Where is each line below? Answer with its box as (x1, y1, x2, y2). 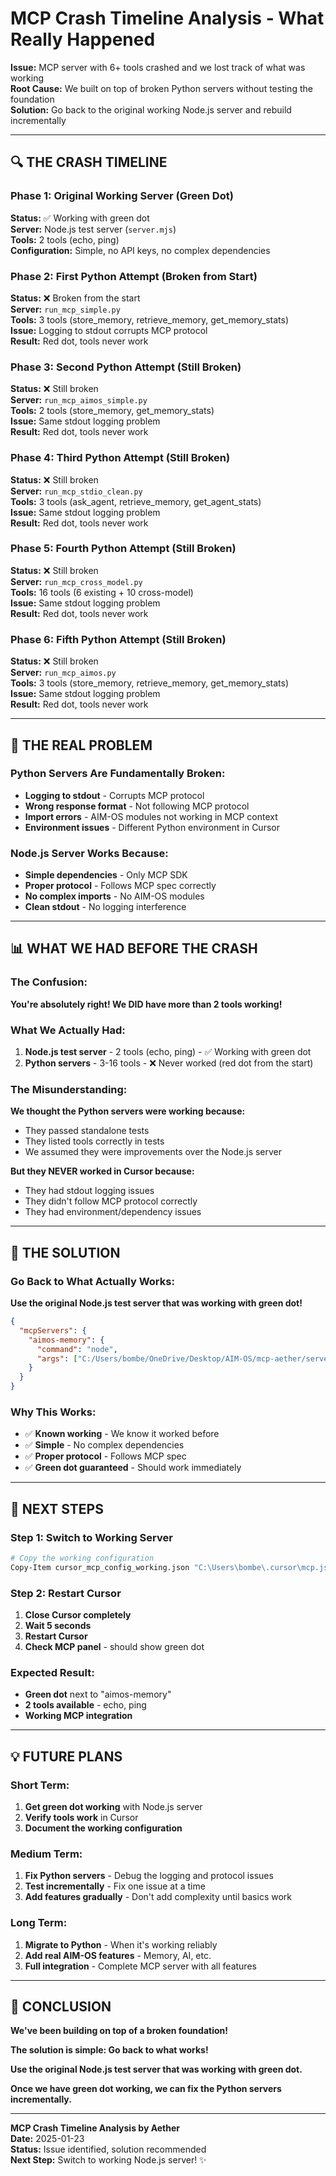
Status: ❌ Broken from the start (10, 292, 141, 304)
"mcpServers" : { (19, 1325, 87, 1336)
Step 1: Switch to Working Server (10, 1530, 173, 1544)
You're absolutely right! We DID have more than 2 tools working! (10, 998, 283, 1010)
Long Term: (10, 1916, 68, 1930)
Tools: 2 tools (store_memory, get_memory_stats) (10, 405, 215, 417)
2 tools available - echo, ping (24, 1699, 147, 1711)
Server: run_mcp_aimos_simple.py (10, 394, 148, 406)
